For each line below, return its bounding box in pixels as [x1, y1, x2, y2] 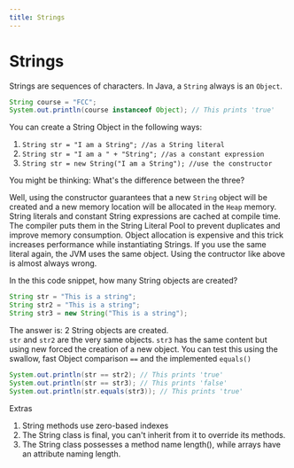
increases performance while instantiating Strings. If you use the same [9, 239, 267, 250]
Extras [9, 402, 33, 413]
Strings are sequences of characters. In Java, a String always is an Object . [9, 81, 283, 91]
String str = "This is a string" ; [9, 292, 137, 301]
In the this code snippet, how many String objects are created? [9, 276, 238, 286]
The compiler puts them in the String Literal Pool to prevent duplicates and [9, 221, 281, 231]
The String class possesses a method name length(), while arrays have [21, 439, 282, 449]
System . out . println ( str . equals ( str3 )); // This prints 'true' [9, 386, 244, 395]
